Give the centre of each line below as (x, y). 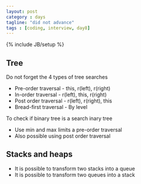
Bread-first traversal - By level (51, 107)
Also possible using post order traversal (63, 136)
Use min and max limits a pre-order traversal (68, 130)
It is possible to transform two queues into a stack (75, 175)
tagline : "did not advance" (40, 22)
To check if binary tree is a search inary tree (59, 118)
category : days (26, 17)
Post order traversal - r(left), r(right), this (63, 101)
